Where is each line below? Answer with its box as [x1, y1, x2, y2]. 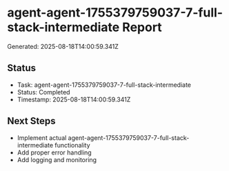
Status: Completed [17, 88, 70, 96]
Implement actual [17, 133, 67, 142]
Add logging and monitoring [17, 155, 97, 163]
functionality [54, 141, 91, 149]
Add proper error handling [17, 148, 92, 157]
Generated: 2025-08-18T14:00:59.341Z [7, 42, 119, 50]
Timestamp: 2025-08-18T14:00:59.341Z [17, 95, 131, 103]
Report [121, 19, 162, 35]
